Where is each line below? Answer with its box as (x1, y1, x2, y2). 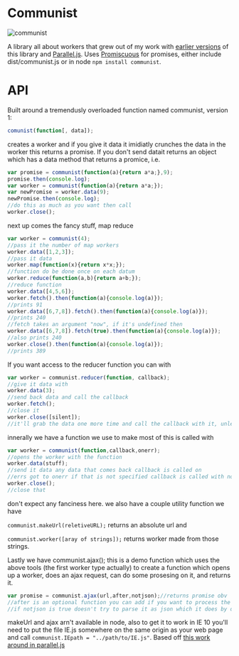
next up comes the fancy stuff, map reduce (7, 221, 134, 230)
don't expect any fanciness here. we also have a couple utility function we (7, 499, 225, 507)
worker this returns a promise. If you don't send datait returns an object (7, 147, 217, 156)
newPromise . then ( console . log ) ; (7, 195, 100, 203)
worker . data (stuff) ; (7, 460, 69, 467)
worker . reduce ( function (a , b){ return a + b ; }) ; (7, 275, 142, 282)
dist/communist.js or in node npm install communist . (7, 57, 161, 65)
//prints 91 (7, 301, 43, 308)
